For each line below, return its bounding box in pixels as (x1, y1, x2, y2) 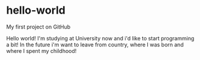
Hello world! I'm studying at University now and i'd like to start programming (6, 34, 195, 42)
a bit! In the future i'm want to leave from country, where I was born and (6, 41, 184, 48)
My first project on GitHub (6, 23, 71, 30)
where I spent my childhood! (6, 47, 77, 54)
